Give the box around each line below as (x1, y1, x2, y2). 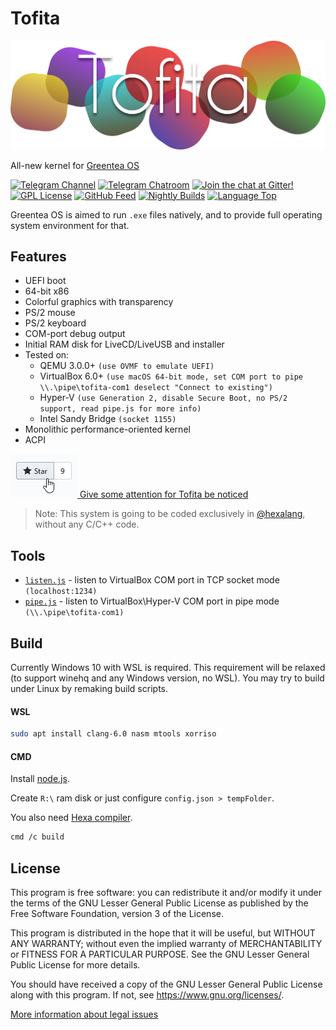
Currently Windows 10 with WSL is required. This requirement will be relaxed (10, 662, 326, 674)
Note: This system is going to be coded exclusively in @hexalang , (34, 508, 306, 520)
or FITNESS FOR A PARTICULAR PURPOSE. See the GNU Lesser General (10, 948, 310, 961)
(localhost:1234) (24, 587, 98, 597)
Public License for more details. (10, 959, 141, 971)
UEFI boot (24, 275, 67, 287)
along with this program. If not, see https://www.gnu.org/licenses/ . (10, 989, 285, 1001)
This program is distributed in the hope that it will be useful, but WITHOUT (10, 927, 316, 939)
